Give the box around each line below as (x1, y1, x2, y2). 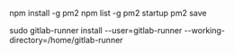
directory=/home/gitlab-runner (9, 35, 123, 45)
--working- (184, 25, 225, 35)
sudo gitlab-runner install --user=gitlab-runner (9, 25, 183, 35)
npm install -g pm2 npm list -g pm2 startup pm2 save (9, 8, 207, 18)
